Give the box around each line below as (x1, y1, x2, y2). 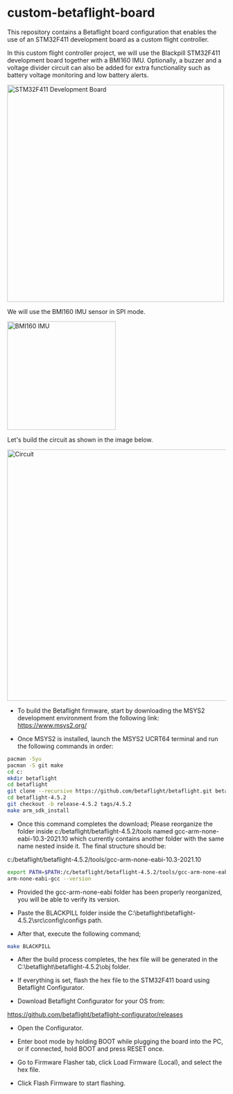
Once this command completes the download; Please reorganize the (17, 820, 214, 828)
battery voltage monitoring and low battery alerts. (7, 71, 149, 79)
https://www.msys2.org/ (17, 721, 87, 729)
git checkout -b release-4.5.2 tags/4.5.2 (7, 801, 132, 808)
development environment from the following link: (17, 713, 159, 722)
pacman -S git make (7, 762, 64, 769)
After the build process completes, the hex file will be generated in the (17, 955, 218, 963)
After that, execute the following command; (17, 929, 141, 938)
